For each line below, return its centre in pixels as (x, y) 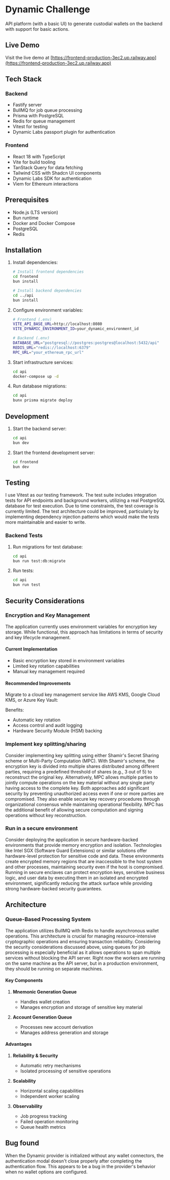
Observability (27, 1106)
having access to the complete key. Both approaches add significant (77, 788)
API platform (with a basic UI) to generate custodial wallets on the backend (84, 24)
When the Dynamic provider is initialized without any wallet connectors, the (84, 1155)
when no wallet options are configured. (46, 1172)
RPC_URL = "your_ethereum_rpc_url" (48, 352)
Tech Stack (23, 79)
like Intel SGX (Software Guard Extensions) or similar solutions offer (76, 850)
